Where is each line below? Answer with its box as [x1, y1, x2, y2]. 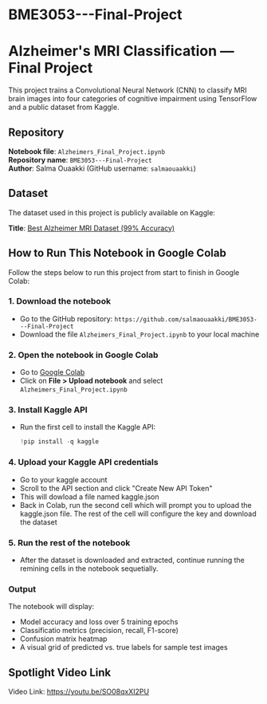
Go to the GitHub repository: [19, 313, 113, 324]
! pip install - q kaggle [19, 438, 100, 446]
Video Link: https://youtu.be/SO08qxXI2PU [8, 687, 150, 697]
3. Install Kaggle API [8, 404, 88, 415]
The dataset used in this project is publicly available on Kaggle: [8, 207, 215, 217]
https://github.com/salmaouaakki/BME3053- [114, 315, 257, 324]
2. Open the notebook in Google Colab [8, 349, 159, 360]
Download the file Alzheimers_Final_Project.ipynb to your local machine [19, 329, 260, 339]
